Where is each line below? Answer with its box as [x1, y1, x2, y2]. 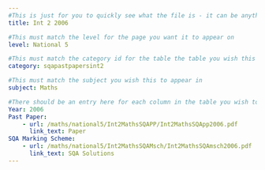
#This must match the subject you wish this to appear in [8, 77, 203, 85]
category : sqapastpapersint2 [8, 62, 104, 70]
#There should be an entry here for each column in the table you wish [8, 98, 248, 106]
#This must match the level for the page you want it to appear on [8, 33, 235, 41]
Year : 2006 [8, 105, 44, 113]
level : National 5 [8, 40, 69, 48]
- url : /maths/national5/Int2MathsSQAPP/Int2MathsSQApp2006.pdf [22, 120, 238, 128]
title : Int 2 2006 [8, 19, 69, 27]
